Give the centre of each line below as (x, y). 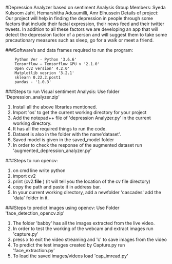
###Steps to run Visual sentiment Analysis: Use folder (62, 91)
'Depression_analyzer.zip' (33, 97)
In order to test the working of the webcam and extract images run (83, 229)
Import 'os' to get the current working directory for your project (80, 112)
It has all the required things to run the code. (60, 129)
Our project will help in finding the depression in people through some (79, 18)
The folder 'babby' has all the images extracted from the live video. (84, 223)
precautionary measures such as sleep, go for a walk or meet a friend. (80, 40)
